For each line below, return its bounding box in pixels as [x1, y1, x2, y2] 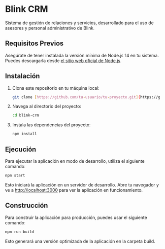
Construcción [5, 201, 48, 210]
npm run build [5, 229, 34, 234]
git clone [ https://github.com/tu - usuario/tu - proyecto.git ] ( [12, 95, 141, 100]
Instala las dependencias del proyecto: [12, 122, 91, 128]
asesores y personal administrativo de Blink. [5, 25, 95, 31]
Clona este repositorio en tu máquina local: [12, 85, 99, 91]
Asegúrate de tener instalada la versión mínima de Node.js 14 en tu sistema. [5, 52, 159, 58]
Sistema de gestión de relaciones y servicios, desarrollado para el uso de [5, 20, 154, 26]
